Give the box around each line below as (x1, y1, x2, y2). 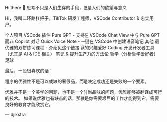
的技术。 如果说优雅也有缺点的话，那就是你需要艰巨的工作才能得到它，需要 (5, 95, 159, 101)
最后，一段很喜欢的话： (5, 68, 53, 74)
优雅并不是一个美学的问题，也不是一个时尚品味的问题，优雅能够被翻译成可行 (5, 89, 162, 95)
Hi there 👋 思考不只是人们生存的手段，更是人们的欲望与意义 (5, 5, 127, 10)
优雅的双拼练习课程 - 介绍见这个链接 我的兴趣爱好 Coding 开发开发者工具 (5, 45, 155, 50)
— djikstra (5, 112, 26, 117)
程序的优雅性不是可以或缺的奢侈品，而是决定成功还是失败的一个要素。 (5, 78, 149, 84)
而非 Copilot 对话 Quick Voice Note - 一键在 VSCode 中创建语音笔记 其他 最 (5, 38, 160, 44)
